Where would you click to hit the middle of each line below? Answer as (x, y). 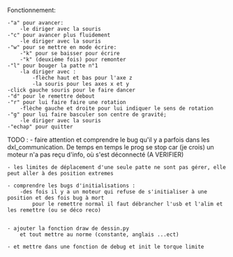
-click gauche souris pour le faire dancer (72, 90)
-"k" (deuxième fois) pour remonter (73, 59)
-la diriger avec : (48, 72)
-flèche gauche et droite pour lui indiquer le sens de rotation (117, 108)
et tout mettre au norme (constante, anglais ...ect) (99, 235)
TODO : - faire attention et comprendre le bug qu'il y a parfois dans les (108, 140)
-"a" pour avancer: (36, 23)
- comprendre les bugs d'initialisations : (72, 186)
